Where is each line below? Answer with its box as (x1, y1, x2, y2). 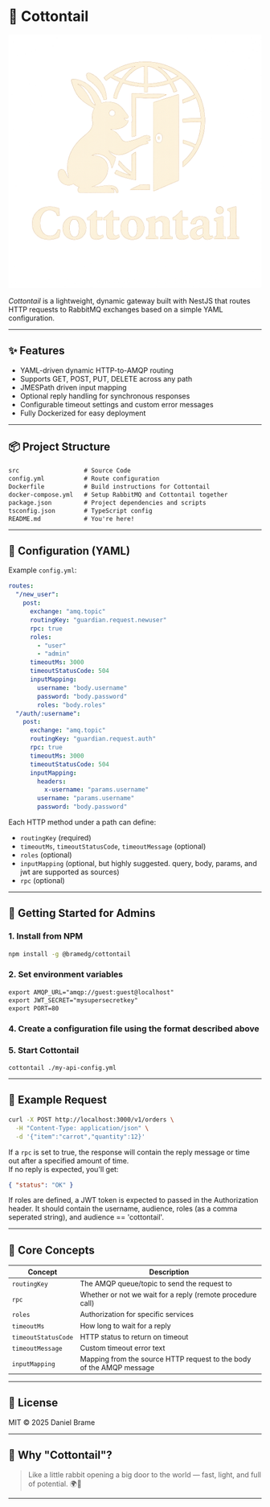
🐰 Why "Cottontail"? (8, 1448, 112, 1462)
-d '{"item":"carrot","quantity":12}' (15, 1133, 146, 1141)
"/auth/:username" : (15, 709, 81, 717)
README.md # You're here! (8, 514, 135, 522)
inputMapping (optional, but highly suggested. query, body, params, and (19, 859, 257, 868)
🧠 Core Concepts (8, 1243, 95, 1257)
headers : (37, 777, 67, 786)
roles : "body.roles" (37, 700, 106, 709)
